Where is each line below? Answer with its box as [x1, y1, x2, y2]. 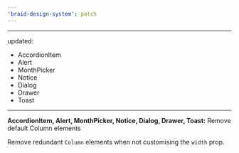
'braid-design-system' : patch [7, 10, 97, 18]
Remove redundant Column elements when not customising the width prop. [7, 137, 225, 146]
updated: [7, 36, 34, 45]
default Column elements [7, 124, 81, 132]
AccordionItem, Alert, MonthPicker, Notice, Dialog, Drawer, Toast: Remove [7, 116, 231, 125]
